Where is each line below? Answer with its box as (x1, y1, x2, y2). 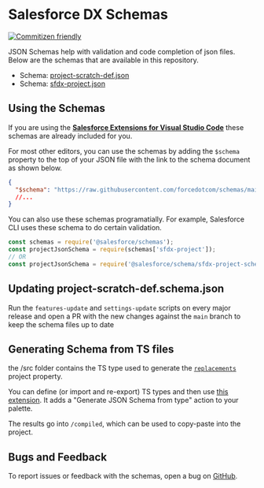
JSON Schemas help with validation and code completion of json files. (8, 47, 236, 56)
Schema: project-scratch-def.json (19, 70, 130, 80)
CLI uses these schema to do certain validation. (8, 223, 163, 233)
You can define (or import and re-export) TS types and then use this (8, 387, 229, 397)
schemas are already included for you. (8, 131, 133, 140)
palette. (8, 404, 33, 413)
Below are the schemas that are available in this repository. (8, 55, 199, 65)
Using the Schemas (8, 102, 106, 115)
